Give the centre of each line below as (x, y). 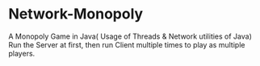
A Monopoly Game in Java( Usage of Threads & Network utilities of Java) (130, 36)
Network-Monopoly (76, 14)
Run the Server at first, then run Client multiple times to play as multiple (127, 44)
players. (22, 53)
